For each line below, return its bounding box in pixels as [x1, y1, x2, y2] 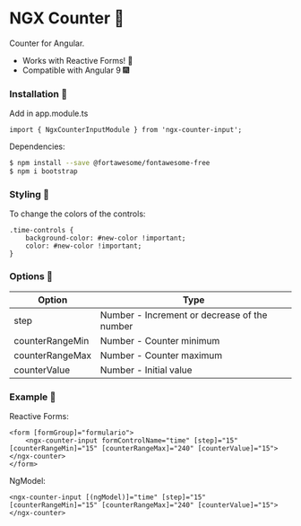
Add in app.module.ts [9, 108, 89, 119]
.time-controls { [9, 226, 74, 235]
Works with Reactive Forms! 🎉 [21, 55, 133, 66]
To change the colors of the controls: [9, 208, 146, 219]
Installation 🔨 [9, 87, 68, 100]
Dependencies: [9, 141, 65, 152]
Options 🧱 [9, 270, 54, 283]
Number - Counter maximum [99, 349, 222, 362]
